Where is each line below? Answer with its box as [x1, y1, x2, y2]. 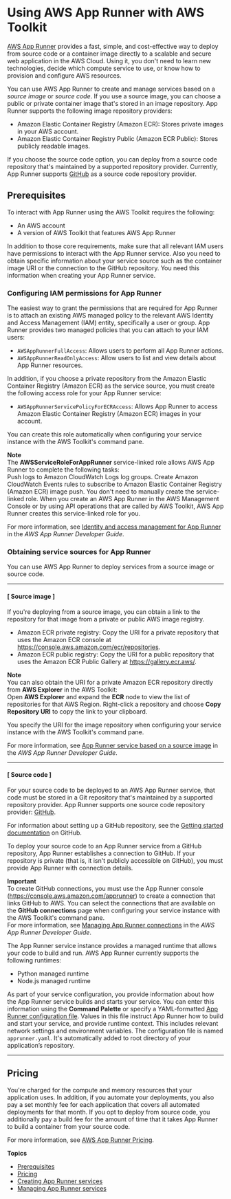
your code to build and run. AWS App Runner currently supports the [7, 949, 199, 957]
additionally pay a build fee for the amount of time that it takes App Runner [7, 1115, 218, 1123]
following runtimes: [7, 956, 62, 964]
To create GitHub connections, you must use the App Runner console [7, 884, 204, 892]
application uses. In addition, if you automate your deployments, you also [7, 1093, 214, 1101]
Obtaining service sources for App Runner [7, 547, 151, 556]
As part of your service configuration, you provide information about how [7, 990, 214, 998]
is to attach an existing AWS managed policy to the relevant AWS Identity [7, 311, 214, 320]
